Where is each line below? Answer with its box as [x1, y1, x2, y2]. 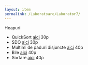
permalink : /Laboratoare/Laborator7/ [4, 12, 81, 16]
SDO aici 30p [11, 39, 38, 45]
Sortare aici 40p [11, 54, 44, 60]
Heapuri [4, 25, 21, 30]
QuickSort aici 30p [11, 34, 49, 40]
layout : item [4, 7, 31, 12]
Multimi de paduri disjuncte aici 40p [11, 44, 83, 50]
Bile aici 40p [11, 49, 37, 55]
